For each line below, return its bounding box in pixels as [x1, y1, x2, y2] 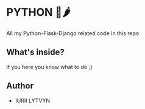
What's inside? [6, 47, 65, 58]
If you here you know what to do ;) [6, 63, 93, 70]
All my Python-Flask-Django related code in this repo [6, 29, 140, 37]
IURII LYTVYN [15, 97, 51, 104]
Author [6, 81, 34, 91]
